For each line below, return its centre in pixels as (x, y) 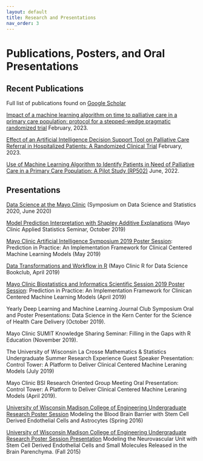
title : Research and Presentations (51, 18)
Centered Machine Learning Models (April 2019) (66, 297)
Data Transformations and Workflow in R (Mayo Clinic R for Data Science (97, 266)
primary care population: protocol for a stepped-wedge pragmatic (88, 122)
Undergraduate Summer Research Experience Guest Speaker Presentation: (100, 358)
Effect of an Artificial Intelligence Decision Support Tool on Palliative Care (98, 140)
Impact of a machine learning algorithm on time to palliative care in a (92, 115)
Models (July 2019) (30, 371)
